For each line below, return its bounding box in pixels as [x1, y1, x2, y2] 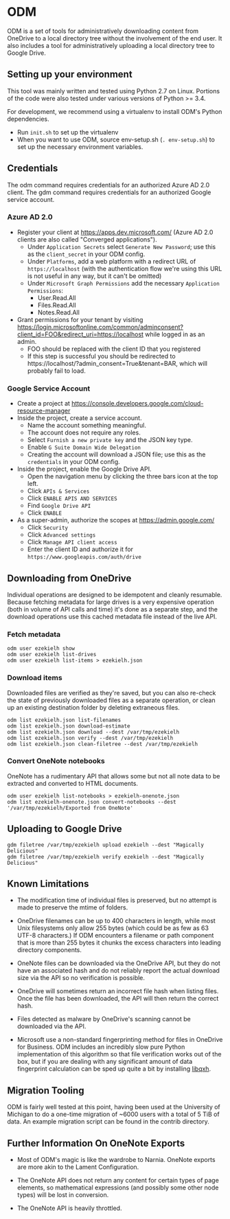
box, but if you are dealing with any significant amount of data [16, 1058, 193, 1066]
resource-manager [16, 406, 71, 415]
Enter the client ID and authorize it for [27, 545, 134, 553]
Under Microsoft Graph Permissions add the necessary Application [27, 279, 220, 287]
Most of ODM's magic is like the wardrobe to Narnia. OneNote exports [16, 1156, 216, 1164]
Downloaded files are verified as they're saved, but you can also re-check [7, 688, 216, 697]
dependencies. [7, 115, 49, 123]
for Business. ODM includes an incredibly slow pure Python [16, 1043, 185, 1051]
